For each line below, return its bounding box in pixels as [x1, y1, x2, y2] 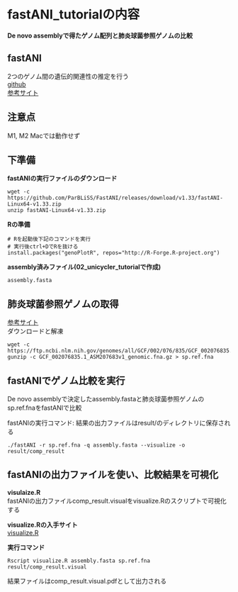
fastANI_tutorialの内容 [7, 6, 140, 23]
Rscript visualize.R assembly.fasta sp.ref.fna [7, 557, 151, 564]
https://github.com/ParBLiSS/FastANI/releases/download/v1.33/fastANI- [7, 194, 223, 202]
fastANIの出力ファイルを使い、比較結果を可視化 [7, 469, 219, 481]
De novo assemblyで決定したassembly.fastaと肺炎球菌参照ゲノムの [7, 395, 205, 403]
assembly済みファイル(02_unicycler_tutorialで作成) [7, 263, 161, 272]
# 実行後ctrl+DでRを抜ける [7, 243, 79, 250]
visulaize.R [7, 488, 41, 496]
